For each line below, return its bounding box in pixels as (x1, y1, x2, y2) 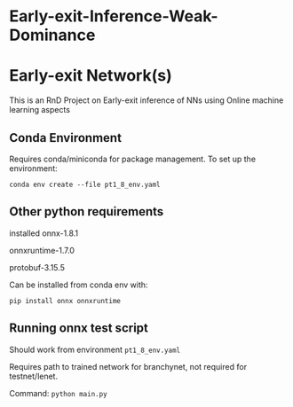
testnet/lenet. (9, 371, 59, 381)
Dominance (9, 25, 96, 45)
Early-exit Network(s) (9, 66, 172, 86)
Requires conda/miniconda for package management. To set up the (9, 153, 256, 164)
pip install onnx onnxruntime (9, 296, 122, 305)
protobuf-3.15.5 (9, 262, 65, 272)
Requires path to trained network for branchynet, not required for (9, 361, 247, 372)
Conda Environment (9, 130, 123, 145)
